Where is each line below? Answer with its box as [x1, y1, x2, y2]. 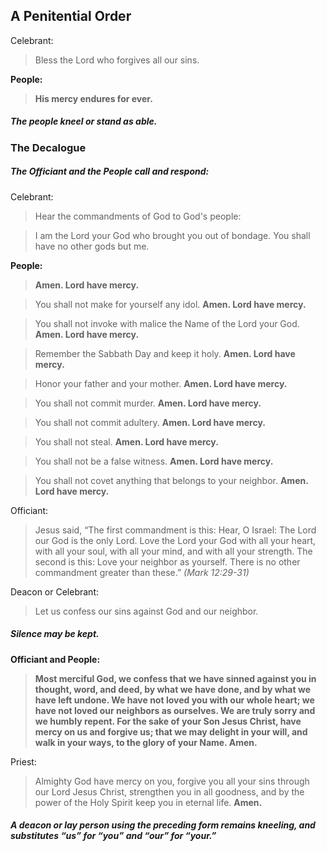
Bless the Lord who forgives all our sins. [34, 54, 200, 66]
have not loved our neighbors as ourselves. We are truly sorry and [34, 704, 316, 716]
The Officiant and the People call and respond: [10, 165, 210, 178]
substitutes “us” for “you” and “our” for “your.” [10, 830, 217, 842]
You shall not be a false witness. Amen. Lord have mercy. [34, 455, 274, 467]
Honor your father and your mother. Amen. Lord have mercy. [34, 377, 288, 389]
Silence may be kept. [10, 628, 100, 640]
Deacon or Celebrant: [10, 585, 99, 598]
